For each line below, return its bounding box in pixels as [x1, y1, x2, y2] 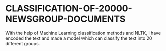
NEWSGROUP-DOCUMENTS [5, 13, 126, 25]
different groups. [5, 40, 40, 46]
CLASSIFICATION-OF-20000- [5, 3, 132, 14]
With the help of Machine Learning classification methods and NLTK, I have [5, 30, 161, 36]
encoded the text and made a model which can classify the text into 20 [5, 35, 152, 41]
